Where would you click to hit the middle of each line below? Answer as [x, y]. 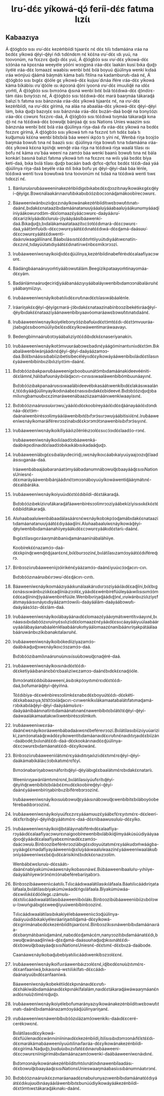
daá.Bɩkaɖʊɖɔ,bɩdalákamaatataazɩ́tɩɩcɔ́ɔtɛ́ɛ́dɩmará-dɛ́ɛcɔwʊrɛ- [75, 224]
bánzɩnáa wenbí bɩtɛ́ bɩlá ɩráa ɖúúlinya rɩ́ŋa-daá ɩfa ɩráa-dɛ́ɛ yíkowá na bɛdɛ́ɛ [82, 127]
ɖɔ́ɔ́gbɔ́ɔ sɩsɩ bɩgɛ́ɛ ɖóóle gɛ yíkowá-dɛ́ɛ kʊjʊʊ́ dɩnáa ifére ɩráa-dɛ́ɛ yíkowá [80, 80]
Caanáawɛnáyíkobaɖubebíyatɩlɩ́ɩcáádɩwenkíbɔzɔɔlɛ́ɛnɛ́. [68, 955]
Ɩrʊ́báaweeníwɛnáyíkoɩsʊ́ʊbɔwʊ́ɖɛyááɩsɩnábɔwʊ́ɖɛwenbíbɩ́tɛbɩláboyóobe [86, 799]
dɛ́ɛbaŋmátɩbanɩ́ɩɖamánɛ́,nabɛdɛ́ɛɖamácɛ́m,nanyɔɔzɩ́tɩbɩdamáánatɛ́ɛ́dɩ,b [85, 935]
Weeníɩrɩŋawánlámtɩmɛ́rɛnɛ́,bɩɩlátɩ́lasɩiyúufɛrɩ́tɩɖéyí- [63, 779]
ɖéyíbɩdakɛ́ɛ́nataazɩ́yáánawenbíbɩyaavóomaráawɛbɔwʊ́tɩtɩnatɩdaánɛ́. [81, 312]
